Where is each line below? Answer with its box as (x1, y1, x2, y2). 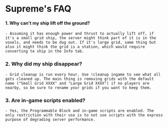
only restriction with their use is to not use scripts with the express (5, 112, 163, 117)
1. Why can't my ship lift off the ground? (5, 20, 91, 26)
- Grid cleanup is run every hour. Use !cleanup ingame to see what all (5, 72, 161, 77)
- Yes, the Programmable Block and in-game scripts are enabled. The (5, 108, 154, 113)
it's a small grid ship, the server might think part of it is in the (5, 36, 156, 41)
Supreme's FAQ (5, 3, 71, 15)
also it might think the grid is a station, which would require (5, 44, 145, 49)
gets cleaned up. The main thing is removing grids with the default (5, 76, 154, 81)
